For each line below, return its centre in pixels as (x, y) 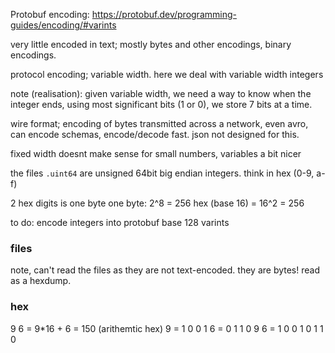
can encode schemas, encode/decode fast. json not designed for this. (155, 134)
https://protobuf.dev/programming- (164, 14)
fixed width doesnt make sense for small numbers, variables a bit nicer (156, 153)
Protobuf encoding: (50, 14)
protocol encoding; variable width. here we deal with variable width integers (167, 74)
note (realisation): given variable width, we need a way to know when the (161, 93)
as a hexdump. (41, 281)
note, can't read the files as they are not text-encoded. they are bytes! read (165, 270)
